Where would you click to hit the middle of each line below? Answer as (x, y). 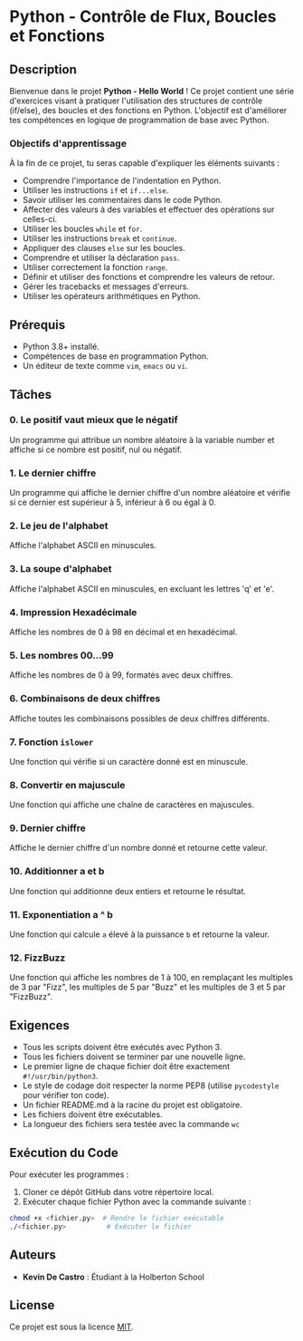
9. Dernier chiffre (47, 828)
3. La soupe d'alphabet (61, 569)
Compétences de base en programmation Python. (116, 356)
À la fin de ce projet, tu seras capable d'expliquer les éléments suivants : (145, 163)
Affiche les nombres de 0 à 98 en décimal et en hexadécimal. (123, 632)
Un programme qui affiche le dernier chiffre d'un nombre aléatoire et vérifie (150, 493)
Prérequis (38, 325)
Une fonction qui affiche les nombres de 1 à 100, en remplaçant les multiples (151, 978)
